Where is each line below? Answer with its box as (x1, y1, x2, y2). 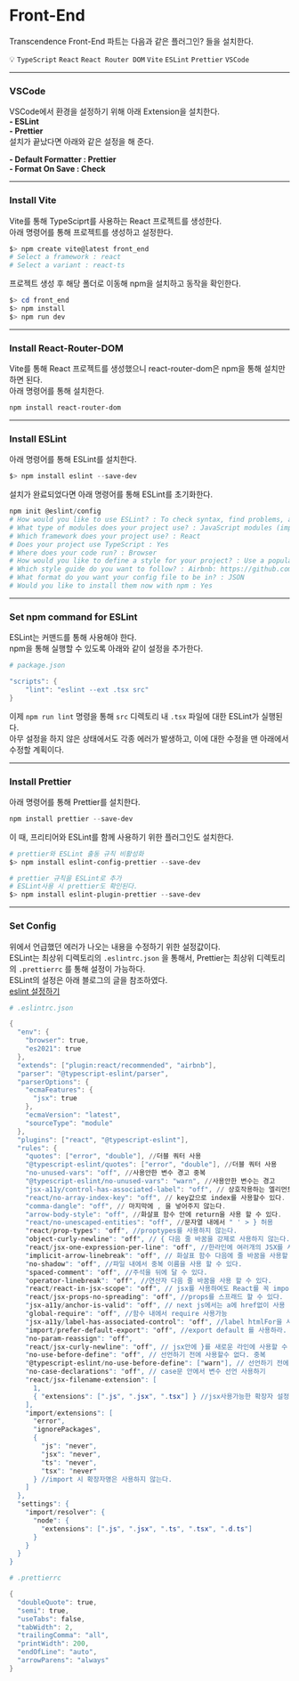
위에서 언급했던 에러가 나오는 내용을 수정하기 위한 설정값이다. (9, 941, 221, 952)
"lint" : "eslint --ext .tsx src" (25, 685, 149, 694)
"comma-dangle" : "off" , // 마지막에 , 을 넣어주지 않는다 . (25, 1201, 227, 1211)
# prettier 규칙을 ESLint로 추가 (9, 873, 122, 882)
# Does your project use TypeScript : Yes (9, 540, 169, 548)
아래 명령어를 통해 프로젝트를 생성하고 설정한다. (9, 226, 174, 237)
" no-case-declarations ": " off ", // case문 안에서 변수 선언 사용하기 (25, 1368, 266, 1376)
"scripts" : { (9, 678, 58, 686)
